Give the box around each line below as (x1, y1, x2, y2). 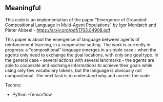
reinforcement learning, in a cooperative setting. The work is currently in (5, 41, 151, 48)
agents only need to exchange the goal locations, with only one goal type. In (5, 52, 159, 58)
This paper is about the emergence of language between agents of (5, 36, 140, 42)
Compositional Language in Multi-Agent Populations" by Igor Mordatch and (5, 22, 156, 28)
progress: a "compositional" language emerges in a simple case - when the (5, 47, 157, 52)
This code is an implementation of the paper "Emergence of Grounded (5, 17, 147, 22)
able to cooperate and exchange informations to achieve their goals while (5, 62, 153, 68)
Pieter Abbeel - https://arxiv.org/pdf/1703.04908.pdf (5, 27, 111, 33)
